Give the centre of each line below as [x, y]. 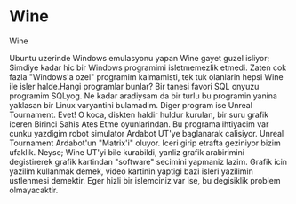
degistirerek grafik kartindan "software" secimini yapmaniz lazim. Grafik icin [148, 161]
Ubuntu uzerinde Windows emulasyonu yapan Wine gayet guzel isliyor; [140, 58]
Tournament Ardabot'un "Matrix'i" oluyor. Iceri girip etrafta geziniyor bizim [145, 143]
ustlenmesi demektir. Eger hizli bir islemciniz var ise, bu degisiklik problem [145, 180]
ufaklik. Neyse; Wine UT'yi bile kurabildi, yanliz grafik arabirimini [127, 152]
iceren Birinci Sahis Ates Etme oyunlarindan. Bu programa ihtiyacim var [139, 124]
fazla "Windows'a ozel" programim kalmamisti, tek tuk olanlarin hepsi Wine [146, 76]
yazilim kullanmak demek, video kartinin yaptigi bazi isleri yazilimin [131, 171]
